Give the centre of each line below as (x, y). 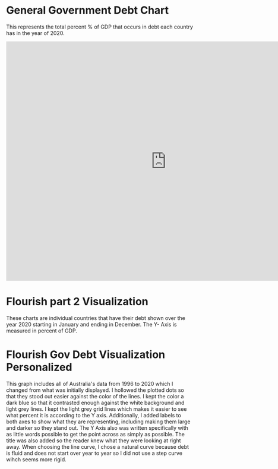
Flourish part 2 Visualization (77, 302)
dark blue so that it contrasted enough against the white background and (95, 403)
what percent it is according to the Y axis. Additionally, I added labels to (94, 415)
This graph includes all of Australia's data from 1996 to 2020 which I (90, 384)
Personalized (39, 367)
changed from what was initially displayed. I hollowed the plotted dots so (95, 390)
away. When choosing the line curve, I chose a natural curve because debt (97, 446)
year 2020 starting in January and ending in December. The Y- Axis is (91, 324)
